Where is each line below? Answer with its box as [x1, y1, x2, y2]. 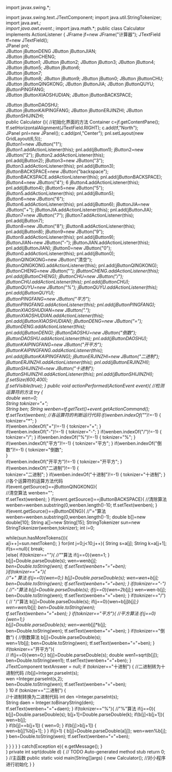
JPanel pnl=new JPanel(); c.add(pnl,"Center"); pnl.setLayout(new [6, 130, 144, 136]
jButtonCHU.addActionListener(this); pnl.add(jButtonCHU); [6, 279, 130, 285]
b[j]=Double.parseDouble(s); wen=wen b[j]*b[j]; [6, 622, 106, 627]
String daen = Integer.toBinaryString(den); [6, 699, 95, 706]
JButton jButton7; [6, 70, 42, 76]
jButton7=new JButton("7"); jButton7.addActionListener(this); [6, 212, 135, 218]
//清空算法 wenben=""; [6, 490, 54, 496]
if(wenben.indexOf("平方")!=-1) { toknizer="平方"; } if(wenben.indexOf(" [6, 440, 158, 446]
